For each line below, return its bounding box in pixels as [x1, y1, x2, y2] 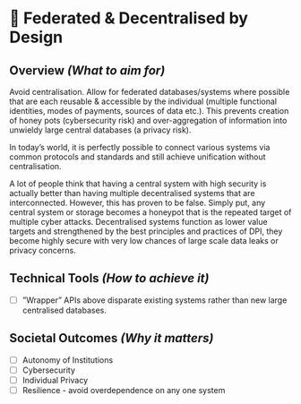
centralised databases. [21, 305, 107, 315]
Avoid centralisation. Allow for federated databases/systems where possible [9, 87, 290, 97]
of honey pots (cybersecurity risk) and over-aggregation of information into [9, 116, 288, 125]
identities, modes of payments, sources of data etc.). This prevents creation [9, 106, 289, 116]
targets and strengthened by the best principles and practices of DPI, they [9, 226, 283, 236]
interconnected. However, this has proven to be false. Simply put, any [9, 197, 266, 208]
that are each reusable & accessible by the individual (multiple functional [9, 96, 278, 107]
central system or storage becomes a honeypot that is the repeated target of [9, 207, 292, 218]
